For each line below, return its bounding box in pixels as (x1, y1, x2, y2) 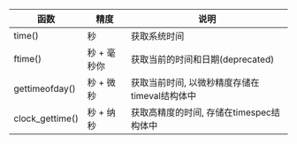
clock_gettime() (13, 112, 80, 125)
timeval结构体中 (131, 90, 197, 102)
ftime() (13, 53, 42, 64)
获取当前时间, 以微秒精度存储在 (131, 77, 260, 88)
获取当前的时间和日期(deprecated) (131, 53, 275, 65)
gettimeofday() (13, 83, 76, 95)
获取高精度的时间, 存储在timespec (131, 106, 271, 118)
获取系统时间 (131, 30, 185, 42)
